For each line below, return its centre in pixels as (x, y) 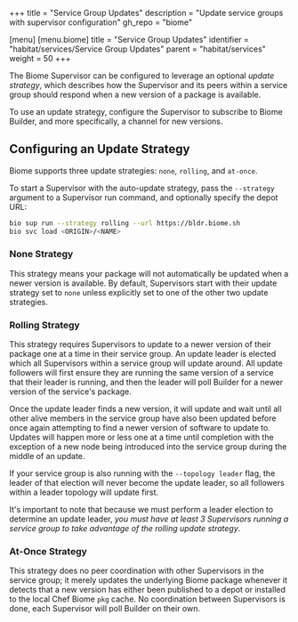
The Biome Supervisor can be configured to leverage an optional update (142, 76)
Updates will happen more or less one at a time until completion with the (141, 437)
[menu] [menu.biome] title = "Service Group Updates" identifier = (129, 40)
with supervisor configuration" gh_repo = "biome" (101, 22)
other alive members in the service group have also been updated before (143, 418)
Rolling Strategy (44, 325)
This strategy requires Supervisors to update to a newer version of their (140, 344)
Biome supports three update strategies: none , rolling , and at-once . (133, 170)
